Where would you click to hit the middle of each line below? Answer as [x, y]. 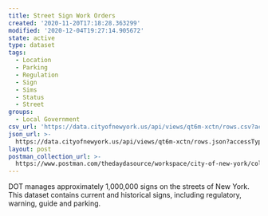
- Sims [26, 90]
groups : [21, 112]
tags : [17, 53]
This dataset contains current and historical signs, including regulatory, [125, 195]
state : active [32, 38]
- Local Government [48, 120]
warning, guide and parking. [55, 203]
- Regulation [37, 75]
